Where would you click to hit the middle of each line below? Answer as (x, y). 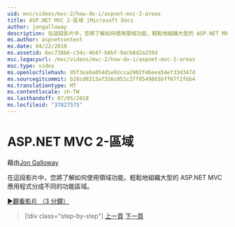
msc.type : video (31, 66)
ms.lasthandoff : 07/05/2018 (48, 99)
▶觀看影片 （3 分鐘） (38, 201)
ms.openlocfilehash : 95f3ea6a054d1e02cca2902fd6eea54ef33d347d (101, 72)
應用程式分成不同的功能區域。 (50, 186)
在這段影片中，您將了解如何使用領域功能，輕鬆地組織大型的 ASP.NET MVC (115, 177)
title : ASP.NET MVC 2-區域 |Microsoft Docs (71, 20)
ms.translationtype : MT (42, 85)
